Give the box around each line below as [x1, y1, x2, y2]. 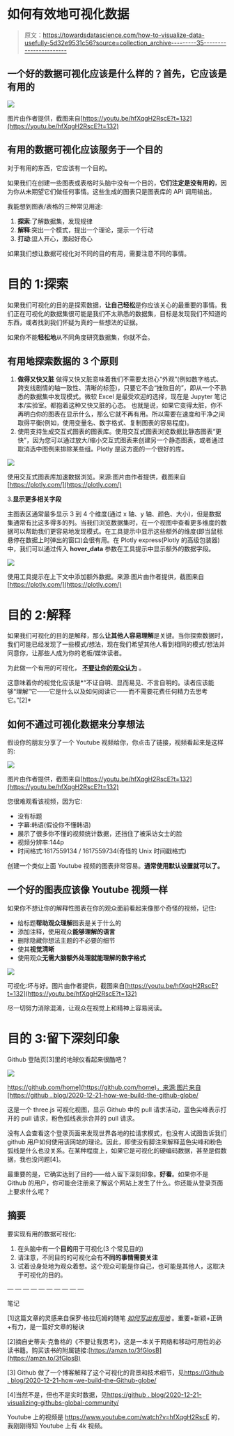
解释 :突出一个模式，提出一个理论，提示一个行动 [17, 225, 154, 234]
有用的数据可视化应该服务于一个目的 [7, 144, 163, 156]
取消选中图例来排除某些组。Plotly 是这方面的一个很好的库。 [17, 444, 188, 454]
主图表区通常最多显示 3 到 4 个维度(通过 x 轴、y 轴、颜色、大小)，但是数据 [7, 510, 221, 518]
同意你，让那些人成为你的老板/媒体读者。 [7, 649, 126, 657]
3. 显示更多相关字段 [7, 495, 62, 503]
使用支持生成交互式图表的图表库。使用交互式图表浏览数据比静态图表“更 [17, 427, 221, 436]
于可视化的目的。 [17, 1271, 67, 1279]
